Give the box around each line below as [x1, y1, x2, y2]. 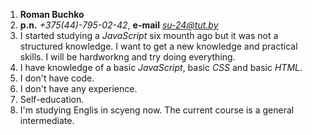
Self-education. [19, 94, 85, 105]
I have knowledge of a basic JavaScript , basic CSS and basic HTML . [19, 62, 303, 73]
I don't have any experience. [19, 83, 138, 94]
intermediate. [19, 115, 75, 126]
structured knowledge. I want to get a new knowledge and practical [19, 40, 298, 52]
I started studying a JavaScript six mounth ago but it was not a [19, 30, 279, 41]
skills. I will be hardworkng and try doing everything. [19, 51, 236, 63]
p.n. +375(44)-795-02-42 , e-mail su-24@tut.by [19, 19, 219, 31]
